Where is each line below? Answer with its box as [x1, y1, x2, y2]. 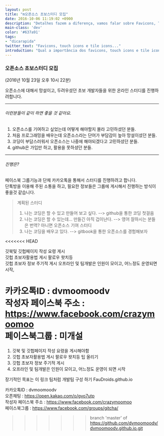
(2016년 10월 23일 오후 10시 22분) [5, 77, 71, 83]
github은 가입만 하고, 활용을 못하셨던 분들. [12, 145, 93, 150]
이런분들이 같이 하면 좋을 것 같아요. [5, 110, 72, 116]
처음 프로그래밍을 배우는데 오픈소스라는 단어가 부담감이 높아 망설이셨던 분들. [12, 132, 157, 138]
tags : [5, 35, 16, 40]
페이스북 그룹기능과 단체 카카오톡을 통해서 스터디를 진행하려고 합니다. [5, 177, 137, 183]
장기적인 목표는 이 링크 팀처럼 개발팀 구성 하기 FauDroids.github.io [5, 376, 133, 382]
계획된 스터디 [17, 200, 42, 206]
